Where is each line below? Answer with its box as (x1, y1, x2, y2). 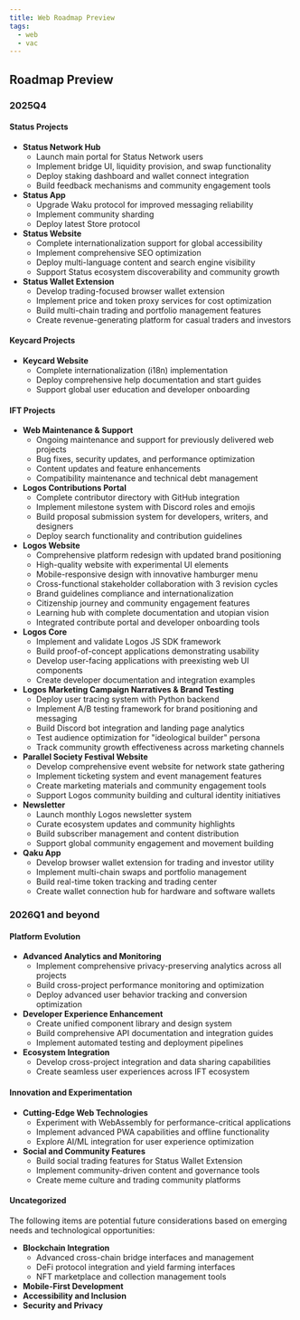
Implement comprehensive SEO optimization (35, 247, 202, 258)
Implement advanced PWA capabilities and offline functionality (35, 1127, 270, 1137)
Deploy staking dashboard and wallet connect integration (35, 170, 249, 181)
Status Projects (9, 121, 69, 132)
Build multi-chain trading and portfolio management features (35, 305, 262, 316)
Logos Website (22, 540, 80, 552)
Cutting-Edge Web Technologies (22, 1107, 149, 1117)
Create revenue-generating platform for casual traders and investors (35, 314, 292, 325)
